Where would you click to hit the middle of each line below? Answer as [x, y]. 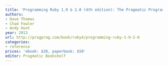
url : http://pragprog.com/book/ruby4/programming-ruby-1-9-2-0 [72, 38]
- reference [17, 47]
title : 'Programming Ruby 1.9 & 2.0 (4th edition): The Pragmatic [76, 10]
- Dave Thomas [20, 19]
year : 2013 [16, 33]
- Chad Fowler [20, 24]
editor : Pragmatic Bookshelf [35, 56]
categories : [17, 42]
